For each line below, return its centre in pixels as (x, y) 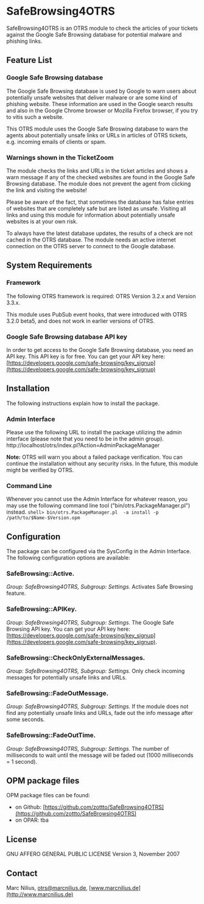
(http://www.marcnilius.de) (40, 894)
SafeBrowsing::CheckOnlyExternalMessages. (76, 658)
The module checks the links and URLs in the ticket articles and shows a (97, 170)
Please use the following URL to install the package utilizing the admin (94, 432)
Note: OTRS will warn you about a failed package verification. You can (94, 457)
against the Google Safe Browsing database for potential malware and (94, 34)
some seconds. (26, 719)
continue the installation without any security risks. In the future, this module (102, 464)
